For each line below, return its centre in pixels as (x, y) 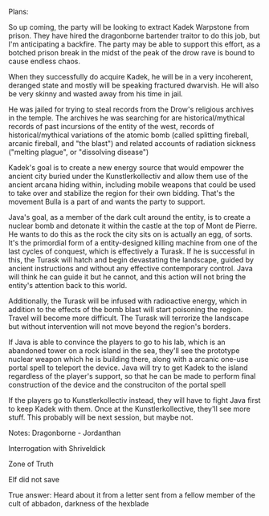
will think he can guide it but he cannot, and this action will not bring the (127, 277)
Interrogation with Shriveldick (57, 448)
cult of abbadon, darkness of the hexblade (79, 504)
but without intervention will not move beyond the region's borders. (120, 327)
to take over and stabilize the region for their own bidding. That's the (122, 193)
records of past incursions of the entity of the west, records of (111, 126)
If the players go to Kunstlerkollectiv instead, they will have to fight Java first (134, 400)
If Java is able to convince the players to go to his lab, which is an (117, 342)
